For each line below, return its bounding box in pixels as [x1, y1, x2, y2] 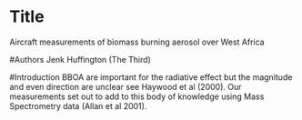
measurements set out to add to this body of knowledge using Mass [9, 91, 265, 102]
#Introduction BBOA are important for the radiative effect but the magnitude [9, 71, 293, 83]
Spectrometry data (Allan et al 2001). [9, 100, 147, 111]
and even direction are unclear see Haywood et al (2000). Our [9, 81, 242, 92]
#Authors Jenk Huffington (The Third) [9, 54, 152, 65]
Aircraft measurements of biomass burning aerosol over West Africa [9, 36, 266, 47]
